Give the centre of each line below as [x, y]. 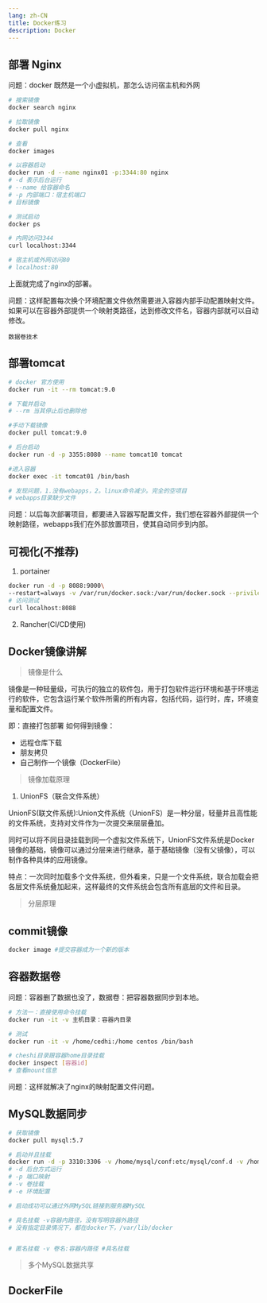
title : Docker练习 [37, 23]
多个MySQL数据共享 [60, 1265]
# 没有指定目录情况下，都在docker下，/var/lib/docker [91, 1228]
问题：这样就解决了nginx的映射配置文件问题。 [83, 1086]
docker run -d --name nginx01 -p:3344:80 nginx [89, 173]
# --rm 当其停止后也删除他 [48, 411]
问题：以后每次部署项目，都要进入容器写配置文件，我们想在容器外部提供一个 [133, 514]
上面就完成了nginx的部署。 [52, 284]
